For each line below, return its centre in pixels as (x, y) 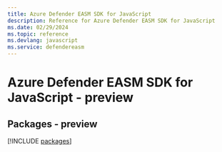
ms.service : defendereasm (46, 47)
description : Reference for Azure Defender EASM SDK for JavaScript (111, 21)
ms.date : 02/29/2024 (38, 27)
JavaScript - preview (71, 98)
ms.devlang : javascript (43, 41)
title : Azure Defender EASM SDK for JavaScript (80, 14)
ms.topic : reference (38, 34)
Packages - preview (52, 124)
